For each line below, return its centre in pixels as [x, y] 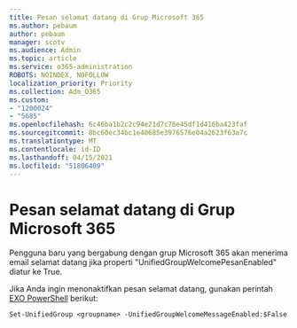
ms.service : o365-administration [71, 67]
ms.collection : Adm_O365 [55, 91]
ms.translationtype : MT [53, 141]
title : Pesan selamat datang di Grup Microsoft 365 [106, 17]
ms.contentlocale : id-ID [55, 149]
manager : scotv [37, 42]
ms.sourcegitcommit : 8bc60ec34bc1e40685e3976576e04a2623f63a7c [129, 133]
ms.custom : [29, 100]
